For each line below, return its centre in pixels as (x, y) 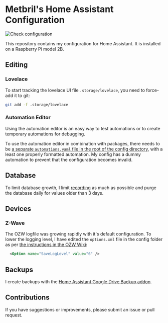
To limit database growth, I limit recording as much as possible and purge (81, 188)
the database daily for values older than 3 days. (54, 193)
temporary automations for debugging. (45, 134)
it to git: (22, 95)
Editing (17, 65)
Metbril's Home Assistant (59, 9)
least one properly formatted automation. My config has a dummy (73, 154)
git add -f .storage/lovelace (37, 105)
